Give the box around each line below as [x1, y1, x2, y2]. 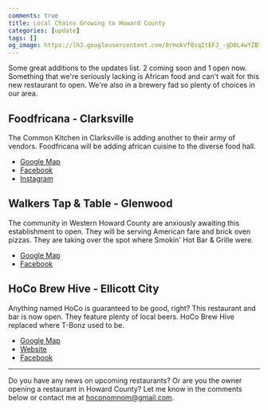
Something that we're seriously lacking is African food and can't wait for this [8, 72, 259, 81]
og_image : [8, 41, 41, 49]
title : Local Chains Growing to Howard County [8, 19, 166, 27]
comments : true [8, 11, 59, 20]
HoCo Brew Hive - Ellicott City [8, 282, 160, 296]
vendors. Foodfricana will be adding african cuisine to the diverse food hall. [8, 141, 257, 151]
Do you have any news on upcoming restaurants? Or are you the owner [8, 376, 242, 385]
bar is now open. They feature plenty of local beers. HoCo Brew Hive [8, 312, 235, 321]
